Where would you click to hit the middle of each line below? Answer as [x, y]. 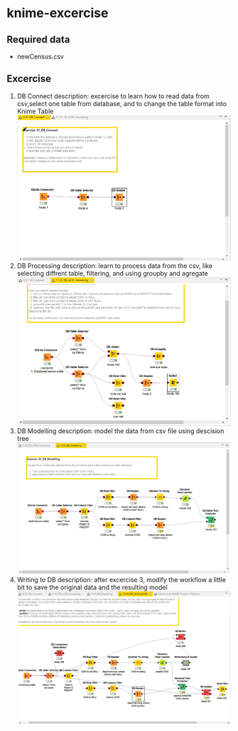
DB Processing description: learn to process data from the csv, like [115, 266]
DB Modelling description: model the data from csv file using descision [120, 431]
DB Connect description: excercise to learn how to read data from [113, 96]
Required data [38, 40]
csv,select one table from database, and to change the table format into [122, 103]
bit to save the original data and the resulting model [92, 587]
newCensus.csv [40, 56]
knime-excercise [58, 13]
